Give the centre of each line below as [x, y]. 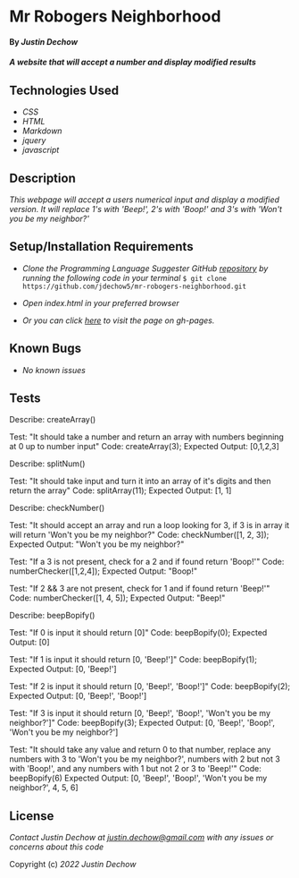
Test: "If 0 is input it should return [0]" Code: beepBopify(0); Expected [138, 633]
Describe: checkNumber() [57, 508]
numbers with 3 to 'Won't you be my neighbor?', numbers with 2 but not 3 [145, 759]
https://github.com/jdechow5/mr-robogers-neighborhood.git [134, 286]
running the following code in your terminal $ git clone [125, 277]
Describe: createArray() [53, 420]
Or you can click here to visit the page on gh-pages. [118, 320]
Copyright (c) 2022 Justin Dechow [73, 865]
